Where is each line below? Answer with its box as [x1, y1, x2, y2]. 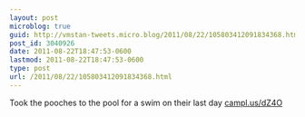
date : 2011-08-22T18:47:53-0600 [9, 47, 132, 56]
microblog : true [9, 22, 71, 31]
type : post [9, 64, 51, 73]
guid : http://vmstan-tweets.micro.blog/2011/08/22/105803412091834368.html [9, 30, 302, 39]
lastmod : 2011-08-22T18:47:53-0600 [9, 55, 144, 64]
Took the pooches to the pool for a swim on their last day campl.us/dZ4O [9, 97, 283, 108]
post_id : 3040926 [9, 38, 75, 48]
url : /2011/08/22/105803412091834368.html [9, 73, 172, 82]
